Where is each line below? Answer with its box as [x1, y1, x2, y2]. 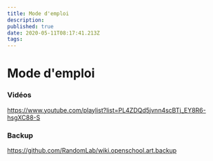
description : [7, 17, 45, 23]
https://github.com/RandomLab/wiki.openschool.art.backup [7, 146, 177, 154]
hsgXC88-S [7, 113, 41, 122]
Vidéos [7, 91, 32, 100]
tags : [7, 36, 23, 43]
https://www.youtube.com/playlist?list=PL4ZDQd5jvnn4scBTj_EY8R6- [7, 106, 206, 114]
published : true [7, 23, 54, 30]
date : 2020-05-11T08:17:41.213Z [7, 29, 100, 37]
